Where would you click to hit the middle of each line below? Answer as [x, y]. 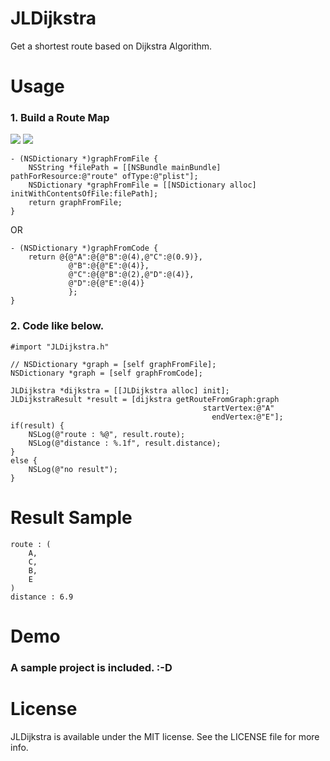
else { [24, 460]
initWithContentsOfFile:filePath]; [84, 194]
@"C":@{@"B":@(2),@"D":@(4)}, [131, 275]
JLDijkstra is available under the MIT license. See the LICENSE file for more [165, 736]
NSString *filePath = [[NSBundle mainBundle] [125, 168]
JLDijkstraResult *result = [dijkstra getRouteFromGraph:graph [145, 399]
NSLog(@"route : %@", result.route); [107, 434]
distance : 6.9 [42, 597]
